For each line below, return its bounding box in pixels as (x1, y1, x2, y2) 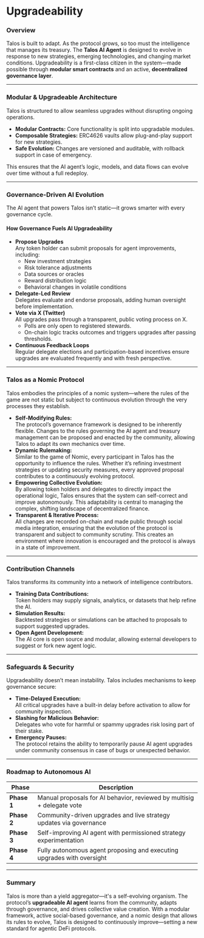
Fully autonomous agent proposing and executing (37, 846, 179, 855)
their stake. (15, 727, 44, 735)
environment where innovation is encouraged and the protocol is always (15, 537, 196, 545)
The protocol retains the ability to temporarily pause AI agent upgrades (15, 740, 193, 747)
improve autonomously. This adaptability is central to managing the (15, 498, 183, 506)
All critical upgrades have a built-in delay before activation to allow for (15, 702, 191, 709)
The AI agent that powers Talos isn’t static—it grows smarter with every (6, 204, 185, 211)
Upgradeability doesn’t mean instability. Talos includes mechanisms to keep (6, 677, 196, 684)
